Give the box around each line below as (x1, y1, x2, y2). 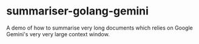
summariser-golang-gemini (6, 4, 149, 18)
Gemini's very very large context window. (6, 30, 110, 37)
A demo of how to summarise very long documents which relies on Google (6, 24, 193, 31)
